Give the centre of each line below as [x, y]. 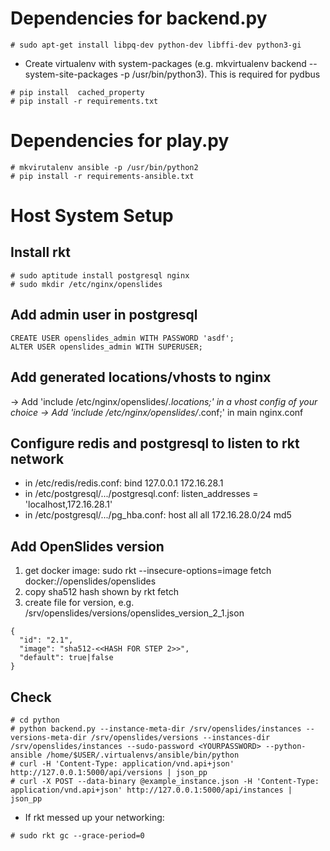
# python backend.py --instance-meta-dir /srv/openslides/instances [156, 728]
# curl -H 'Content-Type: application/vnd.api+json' [122, 763]
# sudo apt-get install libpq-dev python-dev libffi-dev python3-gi [156, 45]
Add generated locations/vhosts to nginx [141, 377]
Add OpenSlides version [87, 546]
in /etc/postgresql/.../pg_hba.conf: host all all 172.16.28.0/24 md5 [158, 515]
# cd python [35, 720]
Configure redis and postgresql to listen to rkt [155, 443]
